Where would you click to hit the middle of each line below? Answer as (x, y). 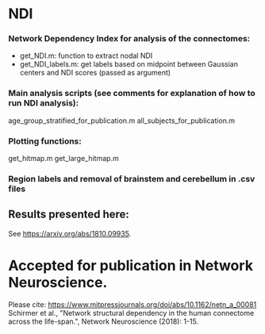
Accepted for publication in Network (131, 266)
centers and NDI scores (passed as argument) (95, 73)
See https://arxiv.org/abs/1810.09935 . (70, 233)
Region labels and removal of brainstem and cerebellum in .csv (132, 179)
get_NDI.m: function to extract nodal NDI (86, 56)
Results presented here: (69, 215)
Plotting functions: (45, 141)
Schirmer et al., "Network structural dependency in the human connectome (131, 313)
